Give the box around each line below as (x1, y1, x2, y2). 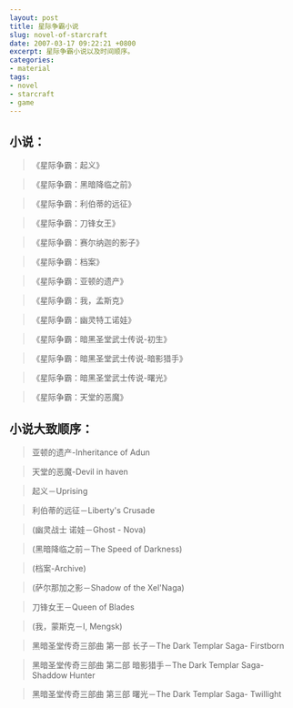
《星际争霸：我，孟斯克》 (31, 295, 128, 306)
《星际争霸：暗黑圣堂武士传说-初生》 (31, 334, 172, 345)
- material (9, 65, 51, 74)
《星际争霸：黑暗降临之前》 (31, 179, 136, 190)
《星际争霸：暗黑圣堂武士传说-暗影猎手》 (31, 353, 188, 364)
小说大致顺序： (9, 420, 94, 437)
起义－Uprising (31, 486, 88, 496)
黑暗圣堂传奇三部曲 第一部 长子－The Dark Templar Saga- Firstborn (31, 641, 285, 651)
